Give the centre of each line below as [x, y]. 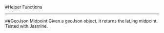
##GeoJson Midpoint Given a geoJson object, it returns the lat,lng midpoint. [81, 21]
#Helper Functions [24, 7]
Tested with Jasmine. [26, 26]
